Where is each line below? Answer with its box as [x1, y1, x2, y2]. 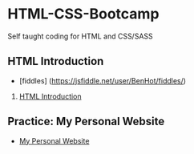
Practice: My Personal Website [7, 115, 165, 128]
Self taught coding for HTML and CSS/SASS [7, 31, 153, 41]
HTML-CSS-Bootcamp [7, 5, 160, 23]
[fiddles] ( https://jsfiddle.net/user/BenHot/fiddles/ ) [18, 75, 186, 85]
